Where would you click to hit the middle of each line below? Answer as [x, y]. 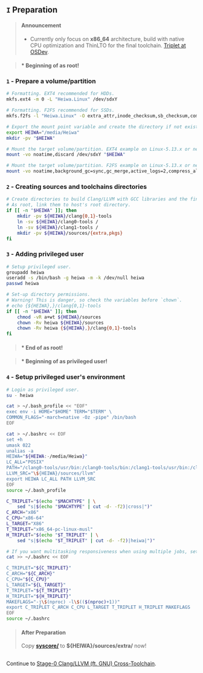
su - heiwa [20, 395]
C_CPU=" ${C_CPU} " [28, 579]
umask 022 [19, 445]
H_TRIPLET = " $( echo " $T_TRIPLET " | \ [52, 535]
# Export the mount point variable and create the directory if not [94, 126]
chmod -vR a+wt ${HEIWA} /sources [59, 317]
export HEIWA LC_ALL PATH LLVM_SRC [51, 479]
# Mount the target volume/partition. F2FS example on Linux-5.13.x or [98, 166]
